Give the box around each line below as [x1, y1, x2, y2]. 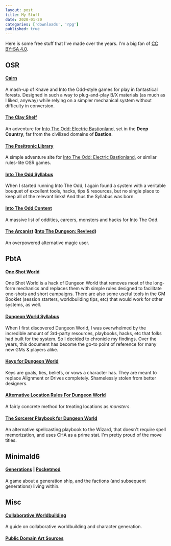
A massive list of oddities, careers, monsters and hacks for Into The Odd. [5, 217, 159, 223]
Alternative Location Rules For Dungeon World [5, 392, 106, 398]
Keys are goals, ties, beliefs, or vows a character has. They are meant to [5, 369, 157, 375]
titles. [5, 437, 17, 443]
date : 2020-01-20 [5, 17, 42, 22]
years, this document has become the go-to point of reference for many [5, 341, 157, 347]
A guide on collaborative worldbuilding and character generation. [5, 524, 142, 530]
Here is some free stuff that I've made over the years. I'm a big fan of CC [5, 40, 158, 46]
